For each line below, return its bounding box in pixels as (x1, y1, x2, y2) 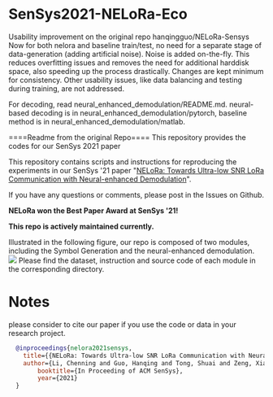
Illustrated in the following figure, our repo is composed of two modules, (8, 237, 250, 246)
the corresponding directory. (8, 264, 105, 273)
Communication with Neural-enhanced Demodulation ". (8, 174, 192, 184)
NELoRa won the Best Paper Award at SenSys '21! (8, 205, 179, 216)
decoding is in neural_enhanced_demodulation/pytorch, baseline (31, 107, 248, 118)
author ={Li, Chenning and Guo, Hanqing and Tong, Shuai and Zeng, (23, 359, 253, 367)
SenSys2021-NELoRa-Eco (8, 5, 188, 24)
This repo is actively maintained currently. (8, 221, 154, 231)
